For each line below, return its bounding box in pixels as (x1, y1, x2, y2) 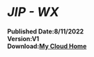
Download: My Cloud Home (7, 42, 87, 50)
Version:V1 (7, 34, 40, 42)
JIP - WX (7, 4, 59, 20)
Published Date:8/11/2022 (7, 27, 84, 35)
